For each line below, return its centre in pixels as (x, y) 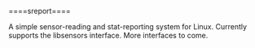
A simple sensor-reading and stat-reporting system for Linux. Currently (127, 26)
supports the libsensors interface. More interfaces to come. (108, 35)
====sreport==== (40, 11)
